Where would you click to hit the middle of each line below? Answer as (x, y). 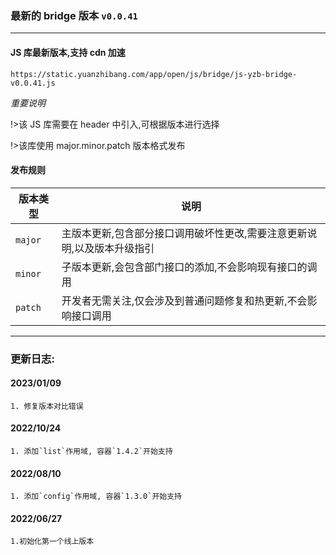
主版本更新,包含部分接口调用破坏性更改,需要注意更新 (184, 233)
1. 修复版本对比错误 (47, 406)
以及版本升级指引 (114, 248)
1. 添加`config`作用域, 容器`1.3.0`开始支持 (96, 497)
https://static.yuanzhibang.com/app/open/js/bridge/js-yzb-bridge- (154, 74)
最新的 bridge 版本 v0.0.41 (74, 15)
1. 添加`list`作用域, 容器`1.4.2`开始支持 (91, 452)
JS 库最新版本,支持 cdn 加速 (68, 52)
